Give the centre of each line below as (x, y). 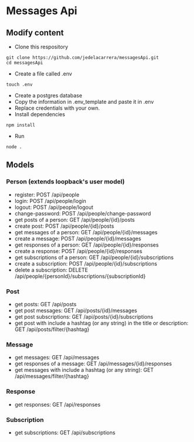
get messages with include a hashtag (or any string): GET (84, 370)
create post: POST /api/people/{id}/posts (64, 226)
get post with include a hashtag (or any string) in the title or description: (101, 323)
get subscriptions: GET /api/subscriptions (65, 433)
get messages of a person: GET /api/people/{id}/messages (86, 232)
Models (20, 165)
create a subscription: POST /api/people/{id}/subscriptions (86, 263)
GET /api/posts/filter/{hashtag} (52, 329)
